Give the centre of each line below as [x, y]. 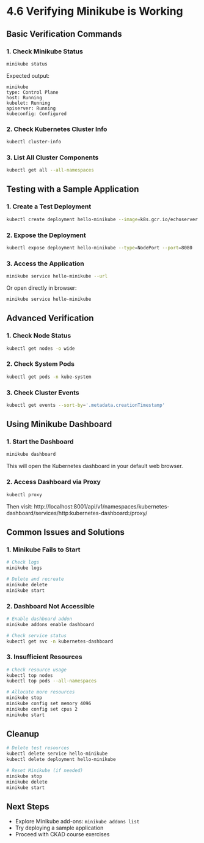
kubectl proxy [24, 494]
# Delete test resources [38, 748]
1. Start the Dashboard [40, 442]
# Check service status [37, 635]
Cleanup [23, 734]
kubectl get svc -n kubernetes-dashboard [60, 641]
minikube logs [24, 568]
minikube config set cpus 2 [42, 709]
